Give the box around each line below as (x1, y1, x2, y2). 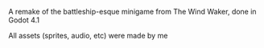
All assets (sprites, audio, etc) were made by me (8, 31, 168, 40)
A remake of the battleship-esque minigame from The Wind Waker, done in (8, 7, 257, 16)
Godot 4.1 (8, 15, 40, 25)
